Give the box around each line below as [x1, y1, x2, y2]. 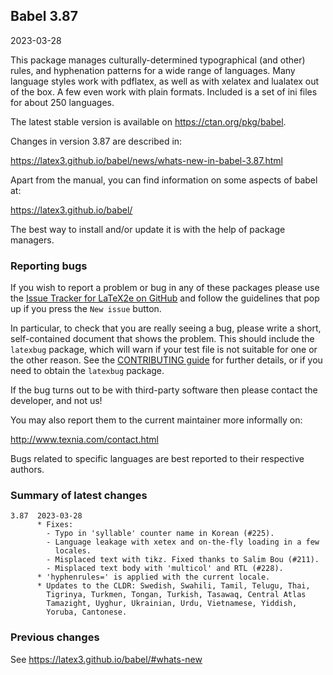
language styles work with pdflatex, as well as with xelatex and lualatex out [10, 75, 320, 87]
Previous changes [10, 630, 100, 644]
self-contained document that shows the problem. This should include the [10, 333, 315, 345]
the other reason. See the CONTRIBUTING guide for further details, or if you [10, 354, 323, 366]
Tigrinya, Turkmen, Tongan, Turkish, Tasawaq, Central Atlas [46, 590, 307, 600]
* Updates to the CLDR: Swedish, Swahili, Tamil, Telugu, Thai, [36, 581, 311, 591]
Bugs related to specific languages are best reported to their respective [10, 453, 305, 465]
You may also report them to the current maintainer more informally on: [10, 414, 303, 426]
